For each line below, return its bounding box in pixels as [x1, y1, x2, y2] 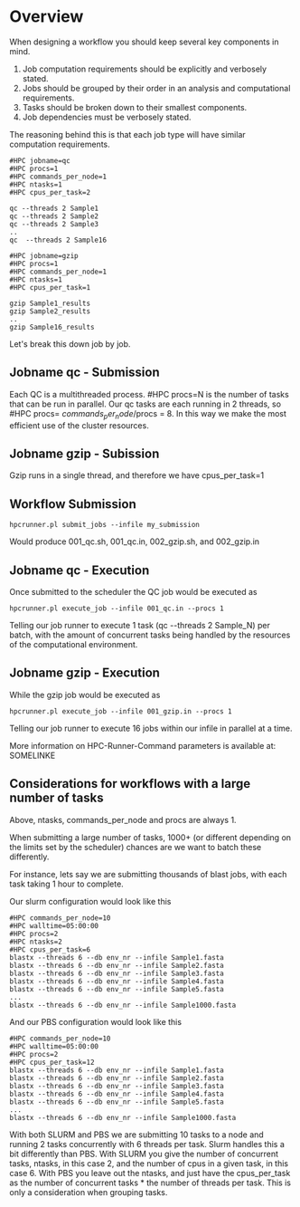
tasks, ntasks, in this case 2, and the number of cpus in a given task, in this [9, 1157, 289, 1169]
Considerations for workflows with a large [9, 776, 251, 791]
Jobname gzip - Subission [9, 445, 160, 461]
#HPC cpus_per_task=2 [9, 187, 91, 196]
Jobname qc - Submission [9, 365, 160, 380]
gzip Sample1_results [9, 299, 91, 308]
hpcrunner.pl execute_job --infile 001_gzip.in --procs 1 [9, 706, 232, 716]
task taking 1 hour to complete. [9, 878, 124, 889]
